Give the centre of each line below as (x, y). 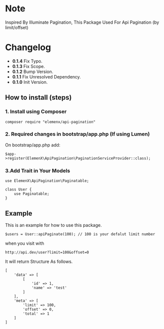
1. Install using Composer (36, 111)
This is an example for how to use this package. (53, 225)
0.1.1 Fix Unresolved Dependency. (47, 76)
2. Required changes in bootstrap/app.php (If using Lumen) (78, 134)
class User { (18, 190)
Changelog (28, 48)
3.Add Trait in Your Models (38, 171)
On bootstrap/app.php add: (33, 145)
